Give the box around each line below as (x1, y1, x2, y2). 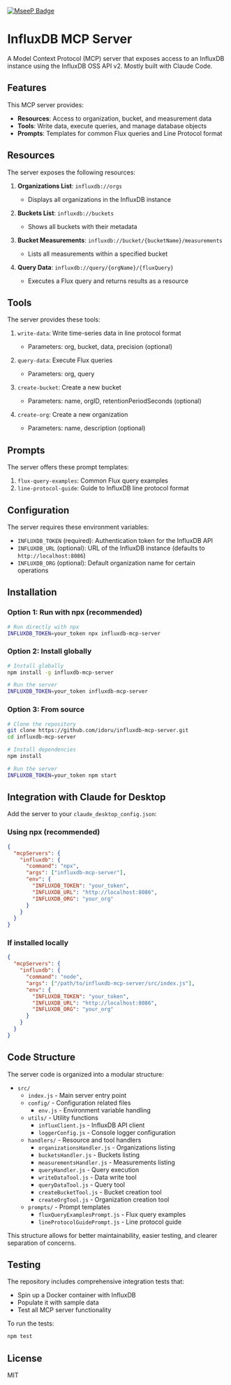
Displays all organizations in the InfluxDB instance (27, 195, 172, 203)
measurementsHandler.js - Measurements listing (38, 1158, 176, 1166)
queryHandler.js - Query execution (38, 1165, 140, 1173)
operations (17, 566, 49, 574)
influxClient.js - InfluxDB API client (38, 1121, 145, 1129)
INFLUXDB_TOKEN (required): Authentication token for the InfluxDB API (17, 537, 214, 544)
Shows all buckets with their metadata (27, 222, 137, 230)
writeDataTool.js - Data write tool (38, 1173, 137, 1181)
